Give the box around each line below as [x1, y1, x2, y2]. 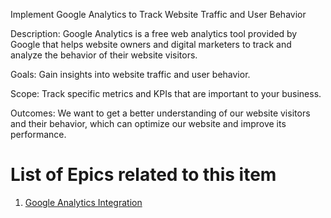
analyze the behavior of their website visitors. [10, 49, 198, 61]
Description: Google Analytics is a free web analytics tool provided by [10, 28, 298, 39]
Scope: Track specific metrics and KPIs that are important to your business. [10, 88, 322, 99]
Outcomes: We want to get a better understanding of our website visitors [10, 107, 311, 119]
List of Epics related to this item [10, 164, 277, 186]
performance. [10, 129, 67, 140]
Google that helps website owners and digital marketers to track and [10, 39, 292, 50]
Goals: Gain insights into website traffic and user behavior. [10, 69, 251, 80]
